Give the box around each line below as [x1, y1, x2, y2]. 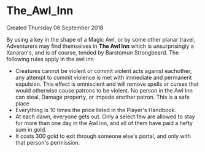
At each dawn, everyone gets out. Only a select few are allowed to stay [15, 113, 195, 120]
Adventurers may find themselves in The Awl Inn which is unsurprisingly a [6, 42, 195, 50]
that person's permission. [15, 139, 80, 146]
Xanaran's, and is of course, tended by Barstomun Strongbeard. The [6, 48, 179, 56]
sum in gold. [15, 126, 47, 133]
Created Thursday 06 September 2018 [6, 24, 104, 31]
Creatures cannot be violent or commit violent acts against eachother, [15, 67, 192, 74]
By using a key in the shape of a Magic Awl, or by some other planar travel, [6, 36, 196, 43]
